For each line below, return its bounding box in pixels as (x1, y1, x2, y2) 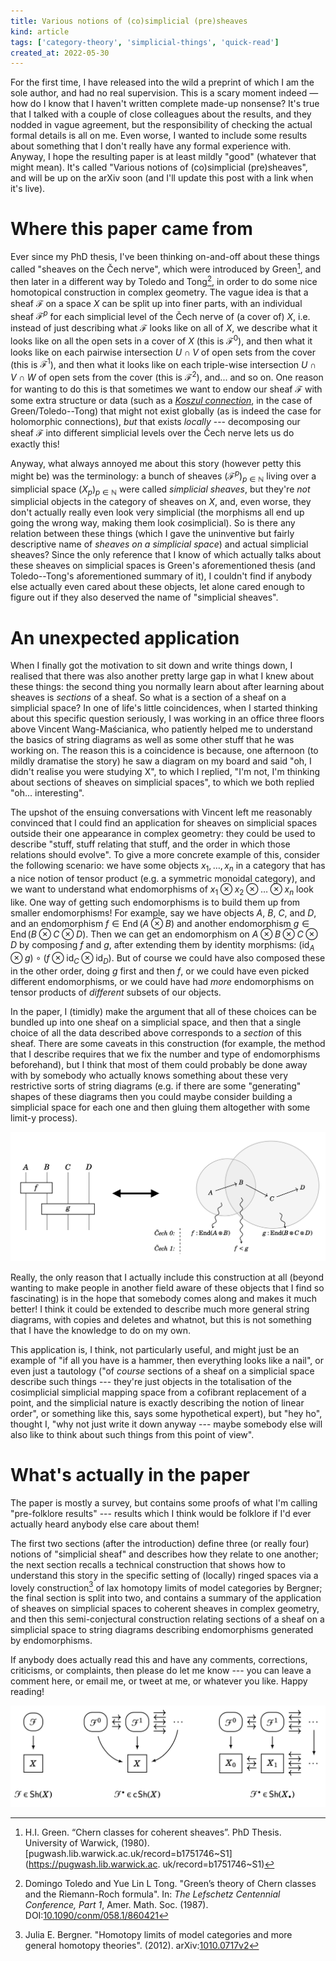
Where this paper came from (10, 218, 253, 240)
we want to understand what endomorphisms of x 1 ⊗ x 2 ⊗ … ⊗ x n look (10, 883, 314, 897)
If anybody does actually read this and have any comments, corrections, (10, 1654, 308, 1666)
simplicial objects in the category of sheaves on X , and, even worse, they (10, 496, 312, 508)
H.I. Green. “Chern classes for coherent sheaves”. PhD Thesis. (24, 1826, 282, 1839)
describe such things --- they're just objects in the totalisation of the (10, 1375, 293, 1387)
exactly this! (10, 438, 60, 450)
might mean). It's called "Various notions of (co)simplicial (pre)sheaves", (10, 161, 308, 174)
